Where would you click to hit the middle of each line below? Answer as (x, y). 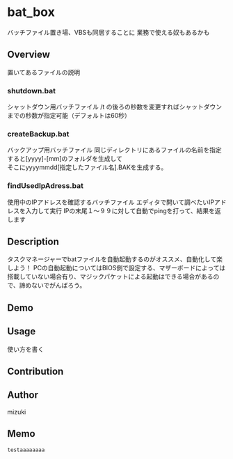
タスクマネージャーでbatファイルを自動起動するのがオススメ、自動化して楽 (115, 259)
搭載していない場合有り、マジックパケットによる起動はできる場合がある (110, 277)
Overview (29, 55)
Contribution (35, 372)
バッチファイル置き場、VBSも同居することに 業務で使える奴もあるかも (109, 32)
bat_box (31, 12)
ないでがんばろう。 (58, 286)
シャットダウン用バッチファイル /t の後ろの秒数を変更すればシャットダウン (115, 107)
